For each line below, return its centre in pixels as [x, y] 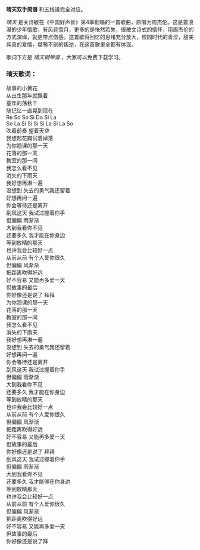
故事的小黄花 [22, 88]
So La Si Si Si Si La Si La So [40, 124]
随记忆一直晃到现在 [30, 110]
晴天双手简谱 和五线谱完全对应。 [46, 9]
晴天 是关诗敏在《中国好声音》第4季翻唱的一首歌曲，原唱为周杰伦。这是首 [97, 22]
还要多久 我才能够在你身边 [38, 482]
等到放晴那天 [22, 489]
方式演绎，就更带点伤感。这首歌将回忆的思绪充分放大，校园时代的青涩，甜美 [100, 37]
